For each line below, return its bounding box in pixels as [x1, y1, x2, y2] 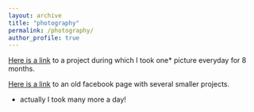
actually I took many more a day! [19, 95, 127, 104]
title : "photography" [8, 19, 80, 27]
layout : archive [8, 11, 62, 20]
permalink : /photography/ [8, 26, 94, 34]
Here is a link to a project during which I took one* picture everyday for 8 [8, 56, 247, 65]
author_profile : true [8, 33, 80, 42]
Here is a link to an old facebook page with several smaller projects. [8, 79, 230, 89]
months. [8, 64, 36, 74]
